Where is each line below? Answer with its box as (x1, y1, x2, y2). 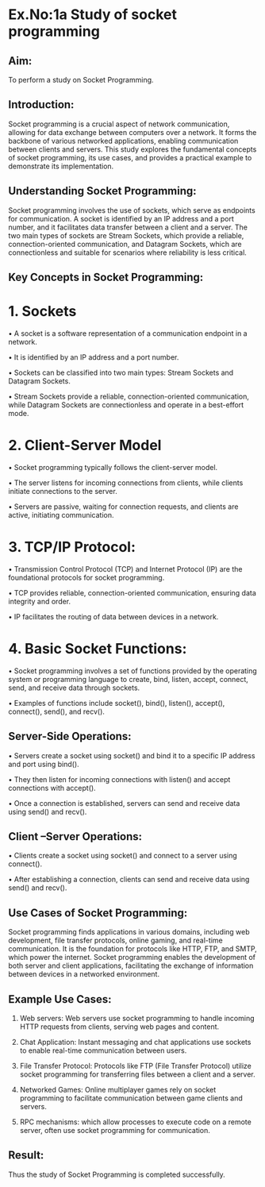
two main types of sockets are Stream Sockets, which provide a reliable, (8, 230, 244, 240)
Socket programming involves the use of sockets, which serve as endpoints (8, 205, 255, 215)
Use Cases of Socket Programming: (8, 906, 188, 919)
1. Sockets (8, 303, 77, 321)
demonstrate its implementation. (8, 161, 114, 171)
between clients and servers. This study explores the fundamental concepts (8, 145, 257, 154)
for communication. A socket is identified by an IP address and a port (8, 214, 234, 223)
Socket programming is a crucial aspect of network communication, (8, 119, 230, 129)
